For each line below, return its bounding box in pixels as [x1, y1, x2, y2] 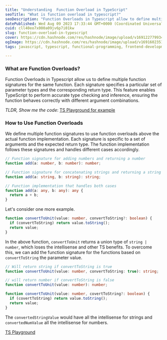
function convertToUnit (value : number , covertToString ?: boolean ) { [5, 291, 150, 296]
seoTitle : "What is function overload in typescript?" [5, 12, 121, 17]
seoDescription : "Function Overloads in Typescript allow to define [5, 16, 150, 21]
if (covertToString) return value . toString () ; [9, 296, 108, 301]
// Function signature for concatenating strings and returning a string [5, 170, 162, 174]
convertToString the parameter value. [5, 255, 83, 260]
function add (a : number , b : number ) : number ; [5, 161, 101, 166]
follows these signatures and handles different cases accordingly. [5, 147, 140, 153]
